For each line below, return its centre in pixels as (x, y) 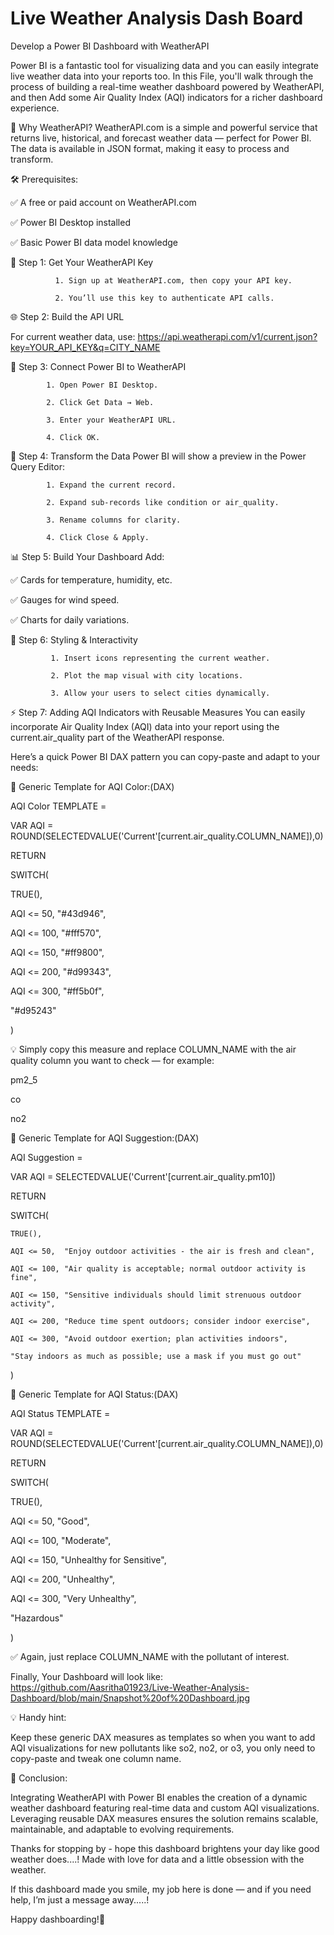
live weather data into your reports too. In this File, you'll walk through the (162, 76)
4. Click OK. (73, 437)
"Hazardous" (37, 1618)
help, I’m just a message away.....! (80, 1899)
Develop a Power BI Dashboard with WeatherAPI (110, 46)
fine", (24, 1277)
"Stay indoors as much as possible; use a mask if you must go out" (156, 1356)
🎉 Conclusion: (39, 1778)
